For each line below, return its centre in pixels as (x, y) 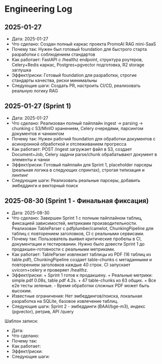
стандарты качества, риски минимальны (54, 80)
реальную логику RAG (35, 91)
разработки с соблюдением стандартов (53, 54)
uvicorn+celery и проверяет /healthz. (50, 270)
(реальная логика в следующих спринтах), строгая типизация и (78, 170)
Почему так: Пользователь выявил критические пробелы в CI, (77, 239)
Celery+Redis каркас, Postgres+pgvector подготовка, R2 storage (78, 65)
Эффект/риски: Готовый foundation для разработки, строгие (74, 75)
